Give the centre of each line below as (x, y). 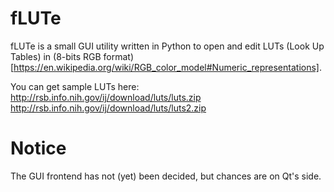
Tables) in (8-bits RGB (56, 56)
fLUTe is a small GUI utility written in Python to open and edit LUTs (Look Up (167, 46)
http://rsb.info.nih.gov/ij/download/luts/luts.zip (106, 97)
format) (118, 56)
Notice (38, 148)
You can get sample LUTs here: (75, 86)
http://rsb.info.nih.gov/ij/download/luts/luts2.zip (108, 108)
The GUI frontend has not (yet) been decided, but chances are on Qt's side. (166, 176)
